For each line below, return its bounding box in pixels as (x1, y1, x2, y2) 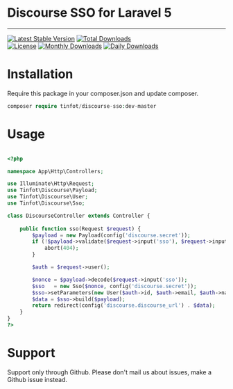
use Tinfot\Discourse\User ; (7, 193, 89, 200)
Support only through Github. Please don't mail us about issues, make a (7, 367, 212, 376)
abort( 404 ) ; (44, 245, 79, 252)
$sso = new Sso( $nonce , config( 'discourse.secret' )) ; (32, 283, 197, 289)
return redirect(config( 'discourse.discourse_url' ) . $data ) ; (32, 302, 216, 309)
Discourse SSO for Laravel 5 (7, 5, 172, 21)
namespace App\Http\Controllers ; (7, 168, 104, 175)
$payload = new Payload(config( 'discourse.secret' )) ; (32, 232, 191, 239)
